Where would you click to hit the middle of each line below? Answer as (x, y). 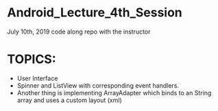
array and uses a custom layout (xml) (69, 100)
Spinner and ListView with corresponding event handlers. (98, 85)
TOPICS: (32, 59)
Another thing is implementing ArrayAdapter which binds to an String (114, 92)
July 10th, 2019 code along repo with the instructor (79, 32)
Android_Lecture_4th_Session (95, 13)
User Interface (37, 78)
